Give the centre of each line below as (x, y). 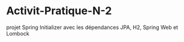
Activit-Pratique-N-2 (59, 11)
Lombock (18, 33)
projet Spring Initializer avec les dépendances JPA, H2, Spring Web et (92, 27)
